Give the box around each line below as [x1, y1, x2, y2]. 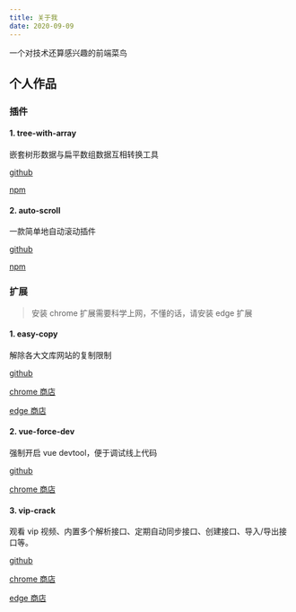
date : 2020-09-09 [9, 22, 74, 31]
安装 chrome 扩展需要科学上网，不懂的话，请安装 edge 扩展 [30, 307, 253, 319]
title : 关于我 [9, 13, 58, 22]
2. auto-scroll [9, 205, 61, 215]
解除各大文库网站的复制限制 [9, 349, 112, 360]
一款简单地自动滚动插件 [9, 226, 96, 237]
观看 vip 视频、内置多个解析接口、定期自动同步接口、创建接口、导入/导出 [9, 526, 280, 537]
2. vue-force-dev [9, 426, 75, 437]
